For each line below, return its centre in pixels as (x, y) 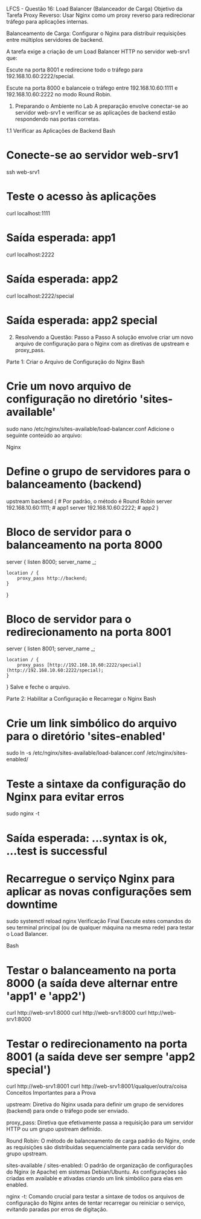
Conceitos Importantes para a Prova (51, 1093)
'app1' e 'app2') (46, 996)
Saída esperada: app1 (61, 238)
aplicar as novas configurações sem (99, 891)
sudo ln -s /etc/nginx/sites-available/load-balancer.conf (76, 753)
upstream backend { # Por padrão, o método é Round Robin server (89, 501)
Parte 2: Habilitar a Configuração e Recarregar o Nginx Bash (81, 699)
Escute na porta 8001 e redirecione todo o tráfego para (75, 70)
